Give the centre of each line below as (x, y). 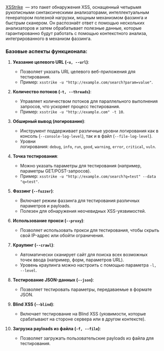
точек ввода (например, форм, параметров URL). (72, 260)
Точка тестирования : (35, 156)
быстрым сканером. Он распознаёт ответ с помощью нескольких (75, 23)
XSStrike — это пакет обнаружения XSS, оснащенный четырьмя (73, 7)
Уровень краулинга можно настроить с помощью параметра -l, (88, 265)
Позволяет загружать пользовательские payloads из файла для (87, 338)
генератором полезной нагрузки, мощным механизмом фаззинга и (76, 18)
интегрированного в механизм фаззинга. (49, 39)
